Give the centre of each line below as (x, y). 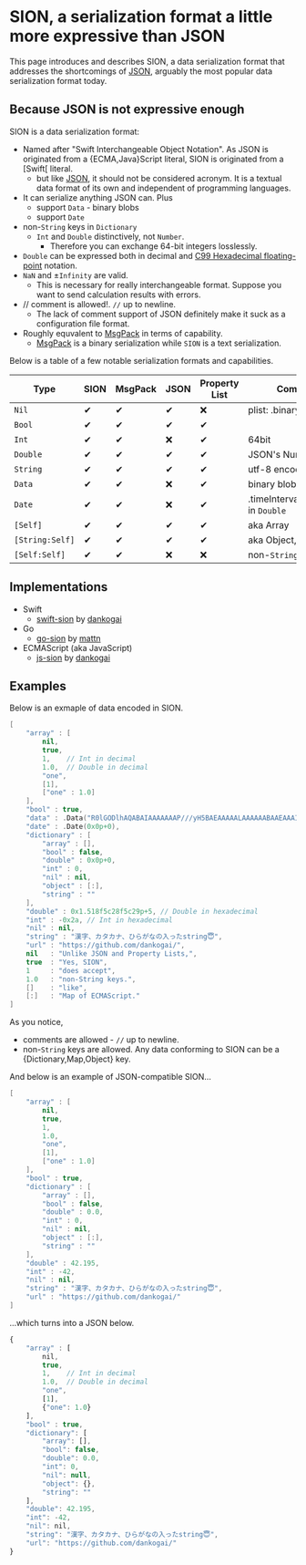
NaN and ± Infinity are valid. (76, 275)
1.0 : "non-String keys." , (81, 979)
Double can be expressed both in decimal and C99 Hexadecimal (142, 255)
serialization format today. (58, 80)
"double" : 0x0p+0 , (79, 860)
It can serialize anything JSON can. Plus (97, 197)
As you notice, (36, 1022)
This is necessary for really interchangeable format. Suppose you (159, 285)
